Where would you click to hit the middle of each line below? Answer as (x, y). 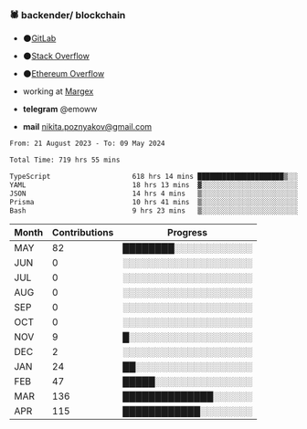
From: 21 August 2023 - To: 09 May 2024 (88, 144)
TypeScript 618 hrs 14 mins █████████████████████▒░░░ (155, 177)
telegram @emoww (60, 110)
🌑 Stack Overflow (56, 56)
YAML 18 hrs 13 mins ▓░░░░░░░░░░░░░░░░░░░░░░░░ (155, 185)
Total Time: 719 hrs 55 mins (65, 160)
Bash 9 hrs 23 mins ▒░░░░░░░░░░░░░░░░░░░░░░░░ (155, 210)
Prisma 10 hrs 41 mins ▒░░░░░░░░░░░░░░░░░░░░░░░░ (155, 202)
